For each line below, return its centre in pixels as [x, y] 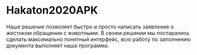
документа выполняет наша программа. [58, 46]
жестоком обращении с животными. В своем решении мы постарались [98, 33]
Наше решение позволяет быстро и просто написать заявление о [90, 27]
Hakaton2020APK [52, 10]
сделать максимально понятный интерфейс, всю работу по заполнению [99, 39]
